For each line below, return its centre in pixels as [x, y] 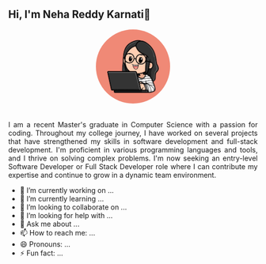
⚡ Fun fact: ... [41, 253]
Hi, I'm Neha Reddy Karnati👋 [80, 15]
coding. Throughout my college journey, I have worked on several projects [133, 133]
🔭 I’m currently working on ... [66, 190]
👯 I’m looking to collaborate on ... [73, 207]
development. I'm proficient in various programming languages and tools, [133, 149]
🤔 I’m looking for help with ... [66, 215]
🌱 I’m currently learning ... [62, 198]
